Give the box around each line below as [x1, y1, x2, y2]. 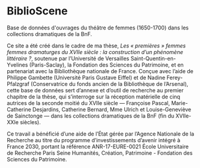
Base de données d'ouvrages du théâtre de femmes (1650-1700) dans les [7, 24, 189, 31]
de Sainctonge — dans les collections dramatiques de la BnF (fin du [7, 112, 175, 119]
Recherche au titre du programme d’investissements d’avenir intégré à [7, 136, 181, 143]
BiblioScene [7, 4, 68, 18]
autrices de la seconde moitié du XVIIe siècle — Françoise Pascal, [7, 99, 170, 106]
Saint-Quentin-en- [130, 55, 176, 62]
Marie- [171, 99, 188, 106]
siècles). [19, 118, 41, 125]
